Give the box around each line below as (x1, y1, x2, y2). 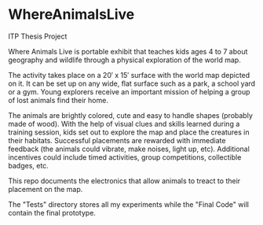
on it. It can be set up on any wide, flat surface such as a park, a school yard (8, 79, 256, 88)
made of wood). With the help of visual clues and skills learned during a (8, 119, 240, 128)
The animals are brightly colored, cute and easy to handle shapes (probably (8, 110, 254, 120)
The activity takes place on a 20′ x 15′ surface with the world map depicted (8, 70, 250, 79)
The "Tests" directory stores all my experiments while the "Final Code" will (8, 199, 250, 209)
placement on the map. (8, 184, 83, 194)
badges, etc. (8, 160, 49, 170)
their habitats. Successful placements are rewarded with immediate (8, 135, 226, 145)
